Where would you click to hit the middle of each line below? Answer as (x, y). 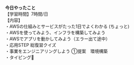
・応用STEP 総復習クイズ (31, 45)
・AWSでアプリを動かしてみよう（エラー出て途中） (58, 39)
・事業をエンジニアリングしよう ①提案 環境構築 (56, 51)
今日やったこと (20, 8)
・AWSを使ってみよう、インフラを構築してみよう (55, 32)
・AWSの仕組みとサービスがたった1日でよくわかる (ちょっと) (67, 26)
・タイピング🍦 (20, 57)
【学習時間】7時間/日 (27, 14)
